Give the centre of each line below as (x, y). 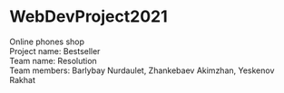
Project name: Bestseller (55, 51)
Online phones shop (47, 42)
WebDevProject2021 (88, 17)
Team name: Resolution (53, 60)
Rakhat (23, 79)
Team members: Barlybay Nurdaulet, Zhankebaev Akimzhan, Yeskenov (142, 70)
